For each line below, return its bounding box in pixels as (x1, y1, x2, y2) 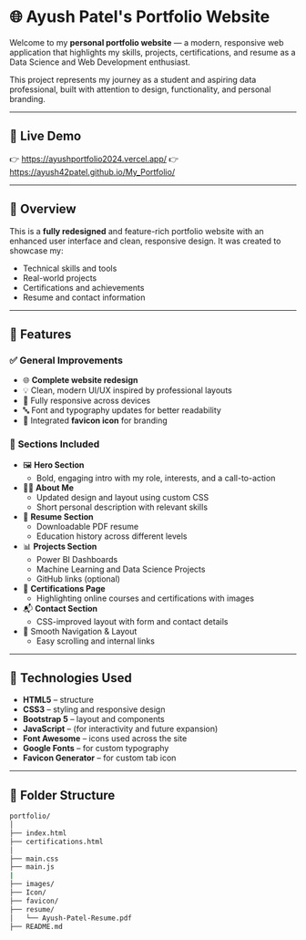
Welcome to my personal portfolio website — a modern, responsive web (9, 36, 284, 47)
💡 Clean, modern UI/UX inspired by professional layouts (22, 385, 232, 396)
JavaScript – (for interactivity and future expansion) (22, 723, 219, 735)
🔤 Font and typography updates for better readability (22, 405, 221, 416)
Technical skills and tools (22, 263, 117, 274)
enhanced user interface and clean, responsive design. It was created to (9, 235, 281, 246)
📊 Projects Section (22, 541, 97, 552)
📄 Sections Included (9, 438, 100, 450)
